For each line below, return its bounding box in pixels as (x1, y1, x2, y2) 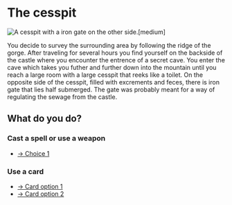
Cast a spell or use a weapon (7, 134, 106, 143)
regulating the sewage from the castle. (7, 92, 118, 101)
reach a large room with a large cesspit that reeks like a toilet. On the (7, 71, 203, 79)
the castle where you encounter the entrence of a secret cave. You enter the (7, 55, 225, 64)
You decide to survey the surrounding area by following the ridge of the (7, 41, 211, 49)
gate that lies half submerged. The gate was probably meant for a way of (7, 85, 215, 93)
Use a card (7, 166, 44, 176)
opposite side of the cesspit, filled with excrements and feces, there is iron (7, 78, 220, 86)
